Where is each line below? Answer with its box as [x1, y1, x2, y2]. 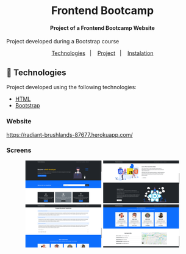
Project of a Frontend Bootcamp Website [49, 24, 156, 31]
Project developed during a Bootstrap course [6, 38, 120, 45]
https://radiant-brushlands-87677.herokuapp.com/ [6, 131, 133, 138]
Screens [6, 146, 32, 154]
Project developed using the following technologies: [6, 84, 137, 91]
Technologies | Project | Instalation [51, 49, 154, 57]
